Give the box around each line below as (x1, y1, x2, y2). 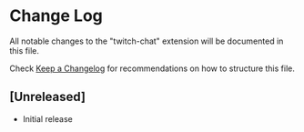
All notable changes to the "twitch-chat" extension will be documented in (9, 36, 284, 46)
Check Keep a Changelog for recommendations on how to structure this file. (9, 63, 296, 74)
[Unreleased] (9, 89, 86, 105)
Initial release (22, 113, 73, 124)
